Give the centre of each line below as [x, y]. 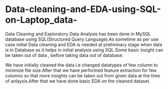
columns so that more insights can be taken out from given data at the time [83, 75]
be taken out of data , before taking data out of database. [64, 55]
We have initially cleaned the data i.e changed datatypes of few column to [81, 65]
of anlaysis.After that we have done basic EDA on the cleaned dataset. [78, 81]
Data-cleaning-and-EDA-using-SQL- [83, 9]
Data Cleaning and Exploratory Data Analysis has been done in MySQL [78, 34]
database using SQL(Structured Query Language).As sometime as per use [82, 39]
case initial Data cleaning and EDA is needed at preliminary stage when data [84, 44]
